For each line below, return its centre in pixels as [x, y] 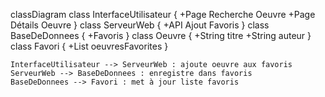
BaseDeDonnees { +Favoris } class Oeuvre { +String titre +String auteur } [161, 35]
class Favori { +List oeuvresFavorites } [89, 46]
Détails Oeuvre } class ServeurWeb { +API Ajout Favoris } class [140, 25]
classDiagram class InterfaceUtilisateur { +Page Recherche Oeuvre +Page [163, 14]
